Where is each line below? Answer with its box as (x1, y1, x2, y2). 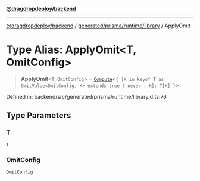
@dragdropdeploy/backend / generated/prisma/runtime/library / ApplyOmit (6, 22, 190, 29)
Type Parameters (6, 110, 71, 121)
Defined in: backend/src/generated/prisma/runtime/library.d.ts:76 (6, 93, 167, 100)
